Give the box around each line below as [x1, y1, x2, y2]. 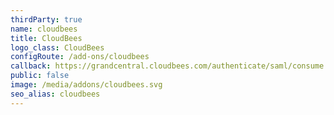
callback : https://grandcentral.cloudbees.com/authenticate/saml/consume [10, 61, 325, 71]
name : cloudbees [10, 24, 78, 34]
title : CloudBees [10, 33, 83, 43]
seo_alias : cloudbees [10, 89, 101, 99]
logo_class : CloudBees [10, 42, 105, 53]
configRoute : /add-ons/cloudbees [10, 52, 150, 62]
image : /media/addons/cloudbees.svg [10, 80, 163, 90]
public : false [10, 71, 70, 81]
